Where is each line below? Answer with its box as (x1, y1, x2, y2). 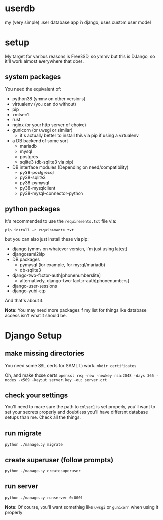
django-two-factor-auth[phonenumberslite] (12, 272, 101, 278)
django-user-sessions (12, 283, 58, 289)
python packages (5, 205, 60, 213)
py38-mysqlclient (19, 185, 56, 191)
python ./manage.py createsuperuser (5, 468, 81, 473)
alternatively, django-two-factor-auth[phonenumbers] (19, 277, 129, 283)
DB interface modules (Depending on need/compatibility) (12, 164, 129, 170)
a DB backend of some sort (12, 137, 68, 144)
